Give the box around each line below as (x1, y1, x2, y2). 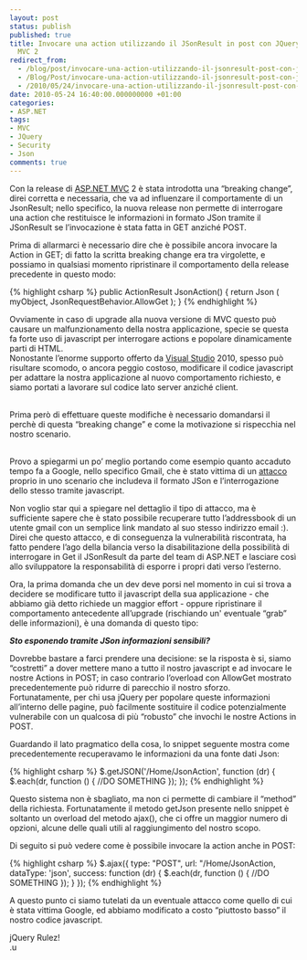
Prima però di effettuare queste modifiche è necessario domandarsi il (9, 408, 270, 420)
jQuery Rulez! (9, 932, 61, 943)
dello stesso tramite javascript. (9, 485, 125, 496)
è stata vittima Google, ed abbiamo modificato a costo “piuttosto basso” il (9, 904, 286, 915)
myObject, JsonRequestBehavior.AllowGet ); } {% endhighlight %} (9, 296, 259, 307)
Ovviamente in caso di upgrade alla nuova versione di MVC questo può (9, 313, 277, 324)
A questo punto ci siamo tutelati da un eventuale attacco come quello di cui (9, 894, 292, 905)
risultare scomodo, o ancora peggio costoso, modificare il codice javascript (9, 362, 294, 373)
